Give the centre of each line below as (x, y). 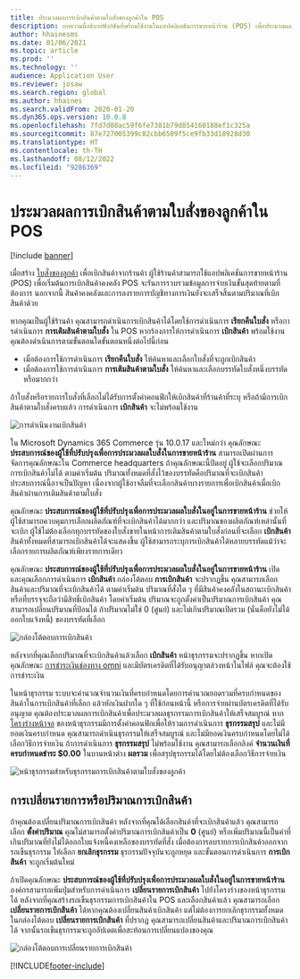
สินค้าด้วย (24, 303)
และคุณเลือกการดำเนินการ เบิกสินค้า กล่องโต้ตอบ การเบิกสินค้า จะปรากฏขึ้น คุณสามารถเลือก (144, 579)
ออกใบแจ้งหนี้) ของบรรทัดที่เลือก (58, 620)
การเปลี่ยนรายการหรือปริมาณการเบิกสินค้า (101, 800)
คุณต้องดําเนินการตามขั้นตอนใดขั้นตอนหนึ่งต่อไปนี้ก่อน (89, 342)
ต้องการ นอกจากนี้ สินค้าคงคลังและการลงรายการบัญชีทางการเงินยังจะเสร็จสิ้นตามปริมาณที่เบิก (145, 293)
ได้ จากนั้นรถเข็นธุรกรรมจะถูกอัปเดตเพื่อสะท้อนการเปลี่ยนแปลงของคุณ (112, 930)
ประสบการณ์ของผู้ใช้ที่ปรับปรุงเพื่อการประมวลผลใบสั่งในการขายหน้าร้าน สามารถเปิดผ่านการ (142, 453)
